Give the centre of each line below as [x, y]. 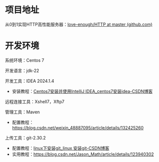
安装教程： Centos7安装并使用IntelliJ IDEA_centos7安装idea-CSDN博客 [82, 91]
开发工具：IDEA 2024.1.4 [30, 81]
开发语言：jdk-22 [22, 71]
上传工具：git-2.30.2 [25, 138]
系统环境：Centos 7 [25, 60]
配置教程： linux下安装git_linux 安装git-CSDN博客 [61, 148]
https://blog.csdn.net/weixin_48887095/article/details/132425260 [78, 127]
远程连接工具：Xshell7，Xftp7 [35, 101]
